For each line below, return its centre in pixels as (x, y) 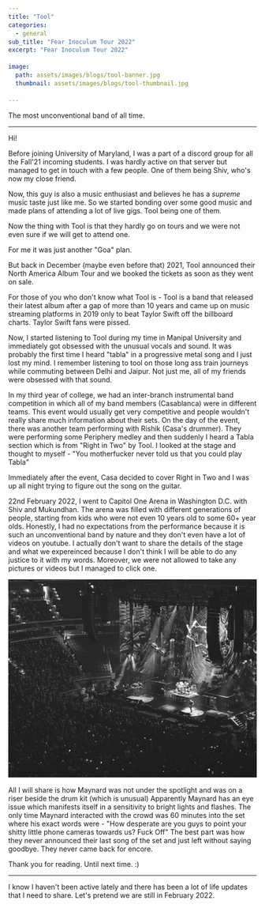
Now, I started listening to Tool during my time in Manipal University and (125, 337)
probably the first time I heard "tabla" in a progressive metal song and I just (130, 354)
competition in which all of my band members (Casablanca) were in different (132, 403)
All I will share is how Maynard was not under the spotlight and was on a (125, 790)
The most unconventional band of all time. (77, 115)
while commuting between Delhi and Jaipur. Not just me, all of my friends (127, 371)
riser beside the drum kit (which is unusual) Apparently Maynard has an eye (131, 799)
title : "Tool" (32, 17)
